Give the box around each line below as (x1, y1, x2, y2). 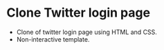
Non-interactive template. (16, 35, 90, 43)
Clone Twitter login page (6, 5, 150, 21)
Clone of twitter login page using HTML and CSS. (16, 28, 157, 36)
